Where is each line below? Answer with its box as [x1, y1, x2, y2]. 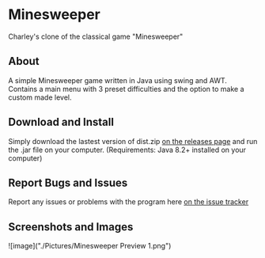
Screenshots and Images [8, 220, 134, 233]
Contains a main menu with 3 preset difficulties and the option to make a [8, 84, 244, 93]
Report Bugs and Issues [8, 176, 128, 189]
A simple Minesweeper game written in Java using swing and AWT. [8, 75, 228, 85]
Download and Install [8, 116, 115, 129]
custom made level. [8, 93, 72, 102]
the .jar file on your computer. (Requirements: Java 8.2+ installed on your [8, 145, 247, 154]
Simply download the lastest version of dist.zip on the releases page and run [8, 136, 258, 146]
